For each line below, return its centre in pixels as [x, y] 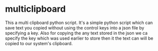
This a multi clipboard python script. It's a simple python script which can [79, 23]
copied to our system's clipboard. [39, 43]
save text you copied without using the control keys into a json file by [75, 27]
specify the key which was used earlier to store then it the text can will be [79, 38]
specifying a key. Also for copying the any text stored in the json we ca [76, 33]
